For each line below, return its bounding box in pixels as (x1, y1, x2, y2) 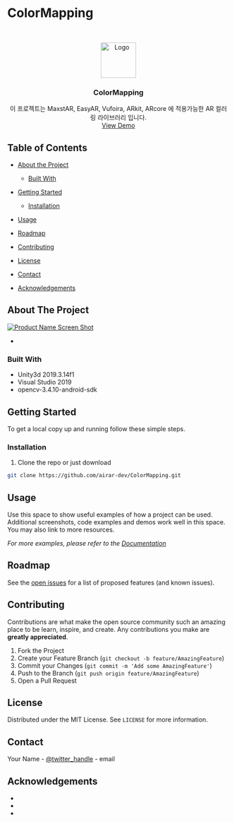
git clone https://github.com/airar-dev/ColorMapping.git (7, 472, 181, 479)
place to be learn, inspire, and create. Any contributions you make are (7, 625, 210, 633)
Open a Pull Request (17, 676, 78, 685)
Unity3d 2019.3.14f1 (17, 370, 75, 379)
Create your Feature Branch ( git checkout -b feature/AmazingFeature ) (17, 654, 225, 662)
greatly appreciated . (7, 633, 68, 641)
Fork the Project (17, 646, 65, 654)
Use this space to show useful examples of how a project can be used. (7, 510, 213, 519)
